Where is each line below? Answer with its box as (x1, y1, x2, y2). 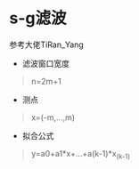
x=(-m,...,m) (30, 112, 76, 123)
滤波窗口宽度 (21, 58, 69, 68)
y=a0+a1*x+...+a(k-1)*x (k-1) (30, 148, 131, 161)
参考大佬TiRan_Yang (9, 39, 85, 50)
